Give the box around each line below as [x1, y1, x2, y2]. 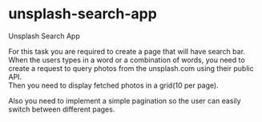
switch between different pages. [8, 104, 115, 114]
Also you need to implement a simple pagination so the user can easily [8, 96, 242, 105]
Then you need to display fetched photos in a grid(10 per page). [8, 81, 219, 90]
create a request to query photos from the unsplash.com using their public [8, 63, 254, 73]
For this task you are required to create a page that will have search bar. [8, 46, 246, 56]
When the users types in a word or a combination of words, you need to [8, 55, 246, 65]
